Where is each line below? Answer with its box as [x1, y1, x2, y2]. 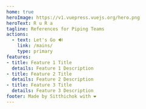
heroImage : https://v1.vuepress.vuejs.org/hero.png [6, 15, 140, 21]
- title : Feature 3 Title [6, 82, 72, 88]
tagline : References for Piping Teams [6, 25, 105, 32]
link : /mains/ [17, 43, 53, 49]
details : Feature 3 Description [12, 88, 94, 94]
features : [6, 54, 32, 60]
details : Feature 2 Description [12, 76, 94, 82]
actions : [6, 31, 29, 38]
